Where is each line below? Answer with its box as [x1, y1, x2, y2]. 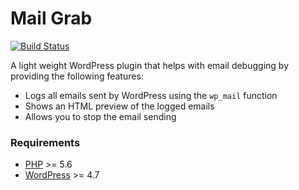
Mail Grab [10, 7, 93, 30]
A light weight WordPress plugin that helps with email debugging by [10, 59, 289, 71]
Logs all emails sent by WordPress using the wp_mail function [24, 89, 278, 101]
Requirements [10, 135, 81, 149]
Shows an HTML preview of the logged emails [24, 100, 215, 112]
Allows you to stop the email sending [24, 110, 177, 122]
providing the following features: [10, 70, 144, 82]
